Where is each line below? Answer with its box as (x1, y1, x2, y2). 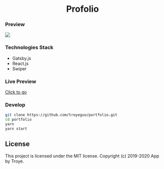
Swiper (12, 65, 27, 72)
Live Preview (5, 78, 36, 84)
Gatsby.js (12, 55, 31, 61)
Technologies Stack (5, 44, 54, 51)
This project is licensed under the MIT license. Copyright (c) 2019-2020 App (5, 153, 160, 159)
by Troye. (5, 158, 25, 164)
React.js (12, 60, 29, 66)
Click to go (5, 89, 27, 95)
